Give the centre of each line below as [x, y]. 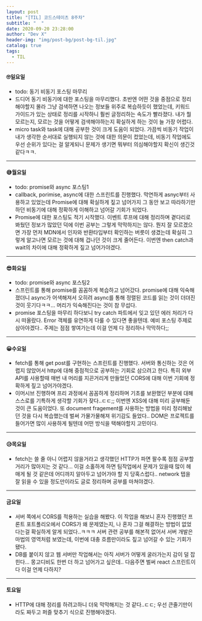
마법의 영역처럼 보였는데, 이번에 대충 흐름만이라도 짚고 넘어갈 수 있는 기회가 [103, 539]
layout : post [23, 12]
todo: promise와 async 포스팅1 [52, 187]
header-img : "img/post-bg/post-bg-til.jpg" [62, 40]
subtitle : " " [25, 23]
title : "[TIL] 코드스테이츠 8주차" [46, 18]
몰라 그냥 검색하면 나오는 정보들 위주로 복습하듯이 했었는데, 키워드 [113, 106]
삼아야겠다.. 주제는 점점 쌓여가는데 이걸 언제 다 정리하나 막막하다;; [92, 328]
